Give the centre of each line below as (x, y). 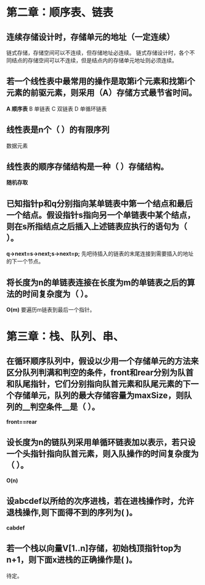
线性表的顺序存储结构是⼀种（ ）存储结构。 (88, 167)
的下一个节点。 (25, 261)
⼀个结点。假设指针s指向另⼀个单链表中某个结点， (101, 215)
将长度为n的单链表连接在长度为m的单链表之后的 (97, 282)
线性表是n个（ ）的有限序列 (58, 130)
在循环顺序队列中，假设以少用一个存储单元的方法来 (103, 361)
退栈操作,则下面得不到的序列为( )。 (72, 513)
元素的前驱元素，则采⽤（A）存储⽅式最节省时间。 (102, 93)
